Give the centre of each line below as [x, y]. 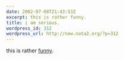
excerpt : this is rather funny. [46, 17]
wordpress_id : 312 [29, 28]
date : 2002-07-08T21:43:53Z [41, 12]
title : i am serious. [33, 23]
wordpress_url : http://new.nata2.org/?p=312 [62, 34]
